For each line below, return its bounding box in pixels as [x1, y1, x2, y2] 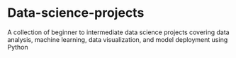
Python [7, 43, 28, 51]
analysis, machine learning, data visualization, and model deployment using [7, 35, 228, 43]
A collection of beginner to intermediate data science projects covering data [7, 28, 230, 36]
